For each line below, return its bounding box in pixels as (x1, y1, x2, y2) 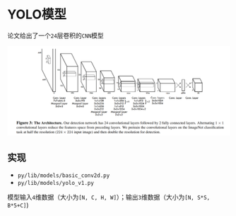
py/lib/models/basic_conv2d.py (17, 172, 110, 179)
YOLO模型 (7, 6, 67, 23)
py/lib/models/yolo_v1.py (17, 180, 94, 187)
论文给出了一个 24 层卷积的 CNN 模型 (7, 31, 104, 40)
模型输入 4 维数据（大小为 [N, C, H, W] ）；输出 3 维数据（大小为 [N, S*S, (7, 193, 211, 202)
